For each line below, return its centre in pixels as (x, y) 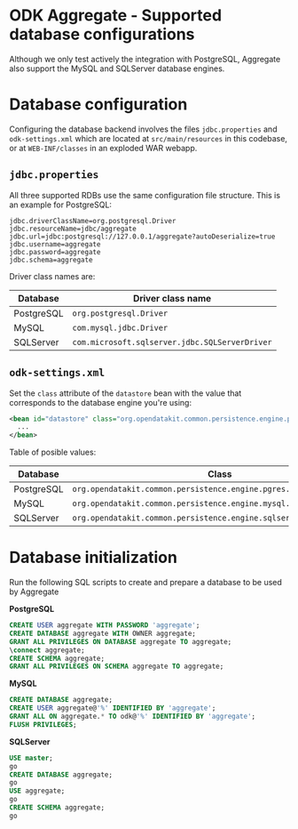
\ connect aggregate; (47, 650)
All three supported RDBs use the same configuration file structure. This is (145, 195)
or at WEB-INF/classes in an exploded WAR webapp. (103, 148)
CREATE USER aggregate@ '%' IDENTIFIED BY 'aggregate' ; (113, 708)
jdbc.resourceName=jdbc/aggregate (73, 229)
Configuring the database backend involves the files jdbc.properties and (143, 129)
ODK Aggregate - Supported (116, 16)
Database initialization (93, 558)
